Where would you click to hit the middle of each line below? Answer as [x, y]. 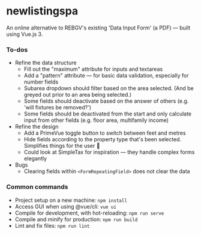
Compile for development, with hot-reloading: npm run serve [89, 213]
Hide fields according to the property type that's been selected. [103, 139]
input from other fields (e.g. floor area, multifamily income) [96, 120]
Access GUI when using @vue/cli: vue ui [66, 206]
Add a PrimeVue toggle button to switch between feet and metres [105, 133]
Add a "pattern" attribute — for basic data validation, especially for [106, 76]
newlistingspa [42, 11]
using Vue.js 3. [25, 34]
